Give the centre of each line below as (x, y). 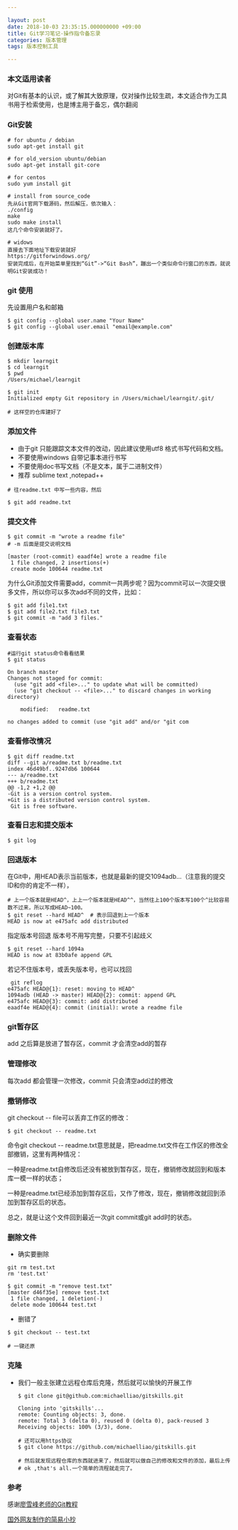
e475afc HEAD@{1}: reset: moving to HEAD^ (71, 989)
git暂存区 (23, 1027)
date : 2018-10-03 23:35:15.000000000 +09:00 (74, 27)
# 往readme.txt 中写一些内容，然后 (54, 490)
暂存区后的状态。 (44, 1202)
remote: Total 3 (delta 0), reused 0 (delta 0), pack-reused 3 (113, 1421)
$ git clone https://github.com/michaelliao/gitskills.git (107, 1447)
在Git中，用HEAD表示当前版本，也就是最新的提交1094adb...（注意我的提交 (117, 877)
